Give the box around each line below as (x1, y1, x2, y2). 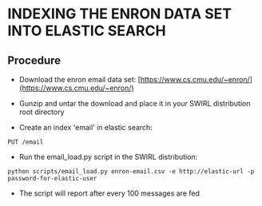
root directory (18, 107, 65, 117)
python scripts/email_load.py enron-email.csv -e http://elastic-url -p (7, 168, 255, 176)
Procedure (7, 53, 62, 67)
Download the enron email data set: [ (18, 75, 141, 84)
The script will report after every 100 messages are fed (18, 188, 200, 198)
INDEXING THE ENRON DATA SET (7, 5, 232, 23)
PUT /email (7, 138, 44, 146)
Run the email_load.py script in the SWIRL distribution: (18, 153, 198, 161)
